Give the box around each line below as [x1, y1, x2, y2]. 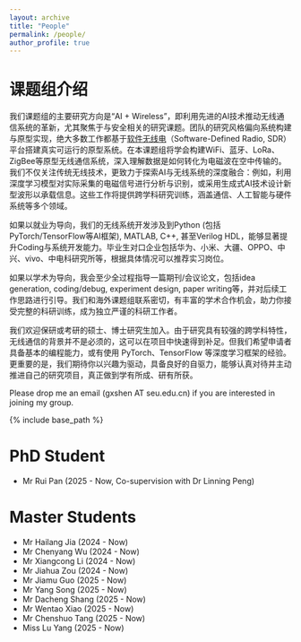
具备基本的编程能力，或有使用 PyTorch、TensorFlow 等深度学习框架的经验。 [9, 347, 291, 359]
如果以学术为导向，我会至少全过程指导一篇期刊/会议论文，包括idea [9, 273, 256, 283]
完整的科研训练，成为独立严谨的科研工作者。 [16, 306, 182, 317]
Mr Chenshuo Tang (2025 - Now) [21, 613, 146, 624]
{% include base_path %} [9, 414, 104, 426]
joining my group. [9, 397, 74, 408]
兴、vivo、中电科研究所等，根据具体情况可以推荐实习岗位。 [9, 253, 229, 265]
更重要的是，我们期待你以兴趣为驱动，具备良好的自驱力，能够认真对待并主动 [9, 359, 292, 369]
